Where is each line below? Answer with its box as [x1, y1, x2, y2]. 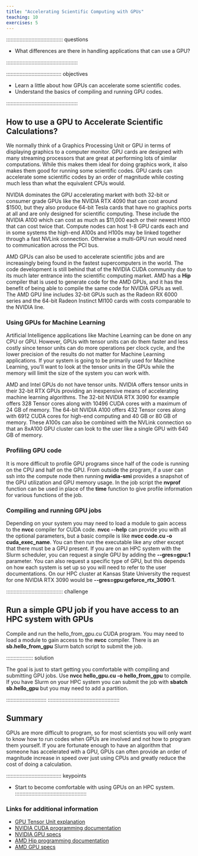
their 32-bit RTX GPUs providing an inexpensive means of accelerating [6, 387, 178, 394]
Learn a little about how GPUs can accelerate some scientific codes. [14, 82, 181, 89]
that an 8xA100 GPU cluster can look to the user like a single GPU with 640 [6, 425, 189, 432]
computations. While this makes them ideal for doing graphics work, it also [6, 161, 188, 168]
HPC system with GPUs [6, 615, 93, 625]
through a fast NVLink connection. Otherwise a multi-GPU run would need [6, 236, 187, 243]
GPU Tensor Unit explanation [14, 818, 86, 825]
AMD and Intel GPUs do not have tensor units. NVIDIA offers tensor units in [6, 381, 189, 389]
